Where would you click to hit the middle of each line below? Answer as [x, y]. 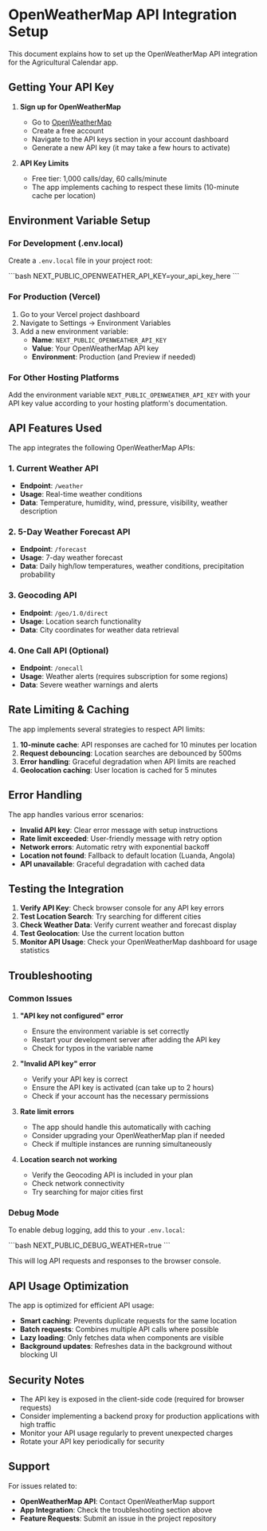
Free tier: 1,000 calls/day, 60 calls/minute [99, 178]
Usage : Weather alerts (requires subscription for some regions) [124, 676]
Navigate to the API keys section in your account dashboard [130, 139]
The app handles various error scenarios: [76, 814]
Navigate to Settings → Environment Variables [95, 323]
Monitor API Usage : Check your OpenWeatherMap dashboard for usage [138, 942]
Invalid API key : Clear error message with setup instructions [119, 830]
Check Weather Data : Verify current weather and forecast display [128, 925]
